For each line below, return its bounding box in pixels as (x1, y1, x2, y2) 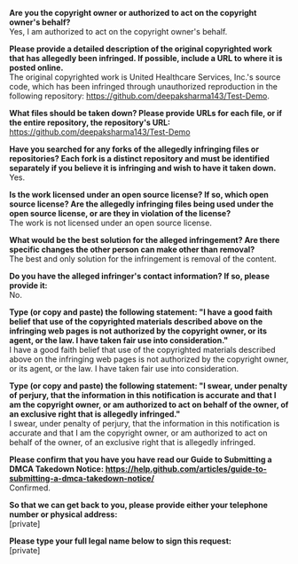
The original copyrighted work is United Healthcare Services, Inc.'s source (9, 72, 281, 82)
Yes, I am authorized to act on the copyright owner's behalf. (9, 27, 228, 36)
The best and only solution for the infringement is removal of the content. (9, 254, 277, 264)
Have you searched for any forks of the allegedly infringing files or (9, 144, 260, 154)
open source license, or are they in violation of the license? (9, 208, 231, 218)
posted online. (9, 62, 64, 73)
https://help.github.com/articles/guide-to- (105, 464, 268, 474)
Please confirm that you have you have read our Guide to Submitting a (9, 454, 272, 465)
